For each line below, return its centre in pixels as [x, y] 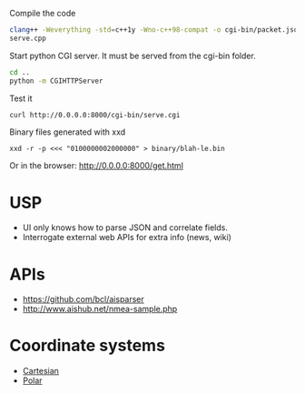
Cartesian [40, 371]
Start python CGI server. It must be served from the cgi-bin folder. [133, 56]
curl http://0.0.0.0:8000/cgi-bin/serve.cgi [95, 115]
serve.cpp [28, 38]
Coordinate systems [88, 346]
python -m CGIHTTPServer [56, 81]
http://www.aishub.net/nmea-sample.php [100, 309]
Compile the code [43, 13]
